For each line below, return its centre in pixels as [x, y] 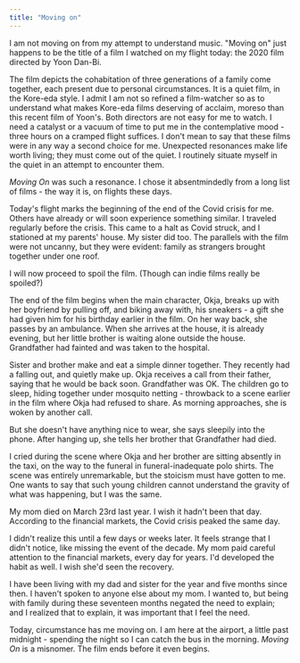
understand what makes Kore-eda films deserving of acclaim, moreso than [146, 107]
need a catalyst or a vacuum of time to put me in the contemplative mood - [147, 127]
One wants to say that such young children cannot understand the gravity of [150, 485]
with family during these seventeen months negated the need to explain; [142, 602]
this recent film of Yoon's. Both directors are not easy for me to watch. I [141, 117]
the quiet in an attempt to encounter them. [87, 164]
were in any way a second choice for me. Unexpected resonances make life [149, 145]
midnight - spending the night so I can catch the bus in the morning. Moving [149, 639]
